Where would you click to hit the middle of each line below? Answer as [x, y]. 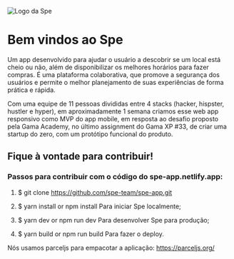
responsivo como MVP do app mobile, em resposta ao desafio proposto [113, 118]
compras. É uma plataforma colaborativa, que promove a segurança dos [113, 74]
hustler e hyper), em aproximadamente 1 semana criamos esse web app [113, 111]
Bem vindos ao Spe [65, 40]
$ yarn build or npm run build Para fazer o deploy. [91, 234]
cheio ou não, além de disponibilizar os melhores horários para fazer [108, 67]
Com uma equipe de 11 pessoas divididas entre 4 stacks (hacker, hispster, [116, 103]
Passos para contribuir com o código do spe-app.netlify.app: [115, 177]
